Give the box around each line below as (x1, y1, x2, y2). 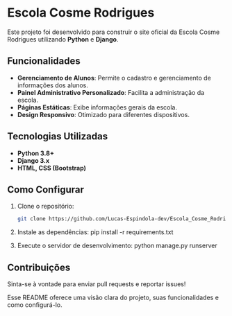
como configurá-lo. (7, 301, 63, 309)
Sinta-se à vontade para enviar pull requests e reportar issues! (7, 280, 186, 288)
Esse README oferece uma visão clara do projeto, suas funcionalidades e (7, 293, 219, 302)
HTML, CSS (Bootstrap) (17, 164, 87, 172)
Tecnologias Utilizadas (7, 130, 108, 143)
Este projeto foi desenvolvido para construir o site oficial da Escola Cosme (7, 28, 220, 36)
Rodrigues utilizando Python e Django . (7, 35, 119, 43)
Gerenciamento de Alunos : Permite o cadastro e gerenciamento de (17, 73, 212, 82)
